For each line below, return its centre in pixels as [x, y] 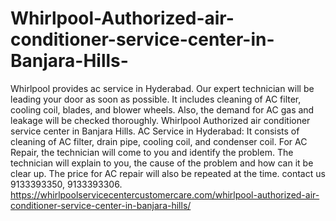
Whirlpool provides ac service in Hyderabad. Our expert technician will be [162, 88]
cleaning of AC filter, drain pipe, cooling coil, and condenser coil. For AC [159, 141]
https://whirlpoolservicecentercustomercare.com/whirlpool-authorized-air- [165, 194]
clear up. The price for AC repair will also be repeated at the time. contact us [168, 173]
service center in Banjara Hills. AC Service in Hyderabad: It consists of [155, 131]
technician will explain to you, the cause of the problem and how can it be [162, 163]
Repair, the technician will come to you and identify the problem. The [152, 152]
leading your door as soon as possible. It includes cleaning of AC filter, [156, 99]
